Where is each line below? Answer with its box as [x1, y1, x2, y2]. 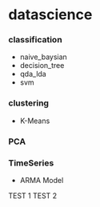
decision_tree [19, 61, 65, 70]
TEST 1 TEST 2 [8, 191, 58, 201]
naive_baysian [19, 52, 68, 62]
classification [8, 34, 62, 46]
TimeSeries [8, 157, 54, 169]
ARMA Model [19, 176, 64, 185]
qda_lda [19, 70, 46, 79]
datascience [8, 6, 93, 24]
